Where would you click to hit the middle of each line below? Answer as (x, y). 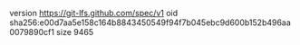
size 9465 (74, 32)
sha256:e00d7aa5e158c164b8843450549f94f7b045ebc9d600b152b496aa (150, 22)
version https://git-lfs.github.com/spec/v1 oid (94, 13)
